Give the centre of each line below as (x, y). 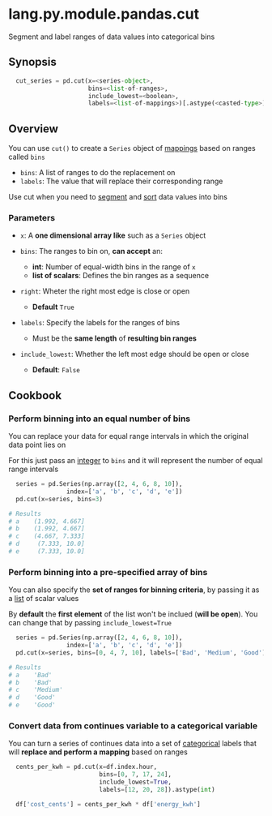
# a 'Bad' (30, 675)
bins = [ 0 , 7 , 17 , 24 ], (135, 775)
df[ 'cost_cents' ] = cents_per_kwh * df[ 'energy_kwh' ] (108, 804)
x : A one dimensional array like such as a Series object (113, 235)
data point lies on (37, 445)
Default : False (56, 370)
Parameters (32, 217)
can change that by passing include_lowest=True (90, 623)
